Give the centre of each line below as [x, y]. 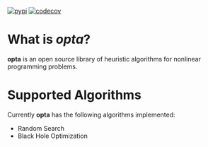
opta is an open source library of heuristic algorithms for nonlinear [104, 59]
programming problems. [42, 66]
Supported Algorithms [74, 95]
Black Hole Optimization [53, 136]
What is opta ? [49, 40]
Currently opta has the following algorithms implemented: [91, 114]
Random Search [41, 128]
